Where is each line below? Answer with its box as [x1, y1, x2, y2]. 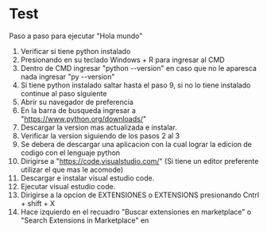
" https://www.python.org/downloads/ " [20, 114, 146, 123]
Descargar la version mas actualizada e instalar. [20, 122, 177, 132]
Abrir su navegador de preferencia [20, 97, 134, 107]
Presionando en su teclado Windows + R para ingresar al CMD [20, 55, 225, 64]
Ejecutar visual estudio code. [20, 181, 116, 191]
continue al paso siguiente [20, 88, 107, 98]
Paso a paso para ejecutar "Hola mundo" [9, 31, 143, 41]
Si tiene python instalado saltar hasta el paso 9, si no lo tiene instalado [20, 80, 251, 90]
